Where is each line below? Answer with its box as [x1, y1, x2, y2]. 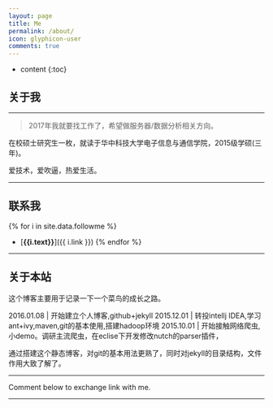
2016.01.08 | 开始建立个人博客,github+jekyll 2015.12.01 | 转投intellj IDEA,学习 [8, 310, 262, 320]
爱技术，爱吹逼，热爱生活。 [8, 165, 102, 175]
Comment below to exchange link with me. [8, 382, 151, 392]
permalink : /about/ [8, 27, 75, 35]
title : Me [8, 20, 42, 28]
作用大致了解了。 [8, 358, 66, 368]
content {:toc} [19, 64, 67, 74]
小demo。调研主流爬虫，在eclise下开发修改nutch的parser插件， [8, 331, 223, 341]
